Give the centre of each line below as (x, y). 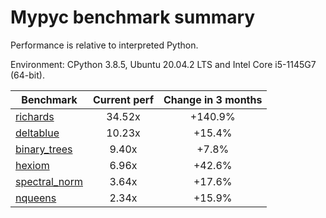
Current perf (124, 99)
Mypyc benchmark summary (133, 17)
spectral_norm (49, 181)
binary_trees (44, 149)
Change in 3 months (213, 99)
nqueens (36, 198)
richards (35, 116)
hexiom (32, 165)
